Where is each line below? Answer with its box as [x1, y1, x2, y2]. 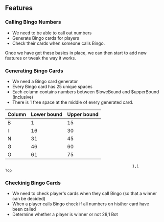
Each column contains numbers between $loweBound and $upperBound [12, 88, 159, 95]
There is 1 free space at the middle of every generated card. [12, 99, 134, 105]
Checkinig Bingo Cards [5, 179, 61, 186]
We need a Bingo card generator [12, 78, 78, 84]
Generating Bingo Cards [5, 67, 64, 74]
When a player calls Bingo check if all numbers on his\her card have [12, 201, 149, 207]
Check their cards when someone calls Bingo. [12, 40, 105, 46]
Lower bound [31, 111, 63, 117]
